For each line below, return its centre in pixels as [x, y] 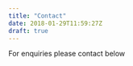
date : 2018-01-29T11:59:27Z [56, 23]
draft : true [28, 31]
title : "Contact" [37, 16]
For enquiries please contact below [67, 54]
